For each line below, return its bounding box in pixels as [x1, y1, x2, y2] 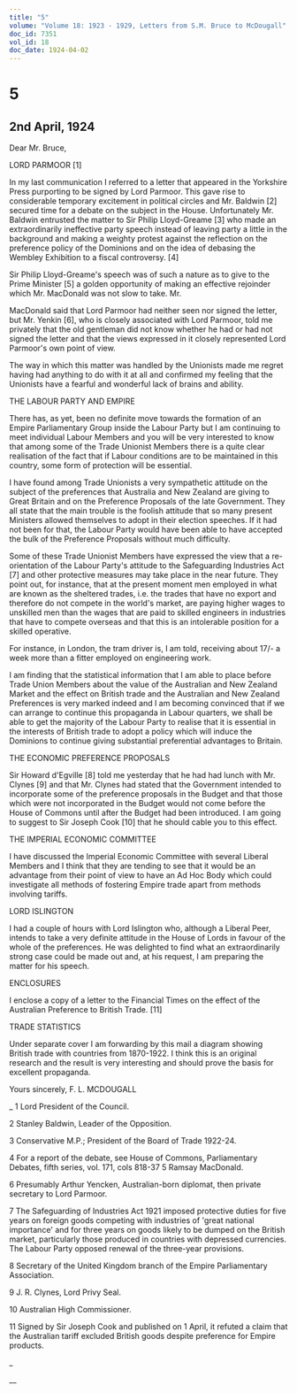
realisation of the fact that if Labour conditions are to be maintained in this [9, 450, 278, 461]
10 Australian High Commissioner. [9, 1304, 132, 1315]
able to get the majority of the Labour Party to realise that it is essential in [9, 717, 277, 727]
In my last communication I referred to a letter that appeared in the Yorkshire [9, 177, 287, 188]
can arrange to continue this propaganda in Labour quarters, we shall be [9, 707, 273, 718]
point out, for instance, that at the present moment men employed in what [9, 579, 278, 589]
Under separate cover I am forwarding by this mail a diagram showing [9, 1039, 263, 1050]
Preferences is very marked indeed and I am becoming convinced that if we [9, 698, 286, 709]
